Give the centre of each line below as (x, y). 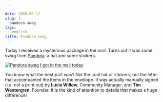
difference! (16, 95)
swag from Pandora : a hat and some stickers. (51, 56)
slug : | (13, 18)
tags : (10, 27)
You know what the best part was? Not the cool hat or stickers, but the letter (82, 74)
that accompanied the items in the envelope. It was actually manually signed (82, 80)
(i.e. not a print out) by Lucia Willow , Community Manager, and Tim (73, 85)
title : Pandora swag (26, 37)
